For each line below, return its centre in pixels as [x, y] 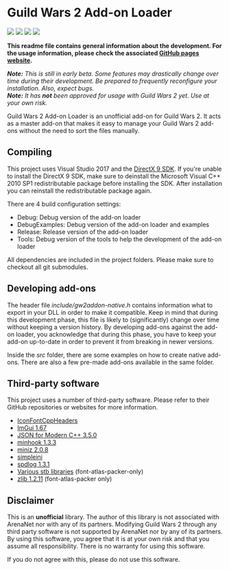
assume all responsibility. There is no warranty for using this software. [106, 546]
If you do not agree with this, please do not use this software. [94, 560]
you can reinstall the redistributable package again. [80, 191]
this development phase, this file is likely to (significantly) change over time [113, 320]
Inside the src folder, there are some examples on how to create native [107, 355]
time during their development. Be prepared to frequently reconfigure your [112, 81]
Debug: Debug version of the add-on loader [79, 217]
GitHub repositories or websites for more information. [83, 407]
